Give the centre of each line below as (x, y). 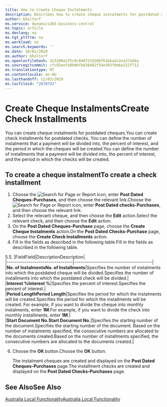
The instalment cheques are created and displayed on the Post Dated (83, 361)
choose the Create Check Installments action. (60, 237)
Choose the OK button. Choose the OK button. (59, 351)
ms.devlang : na (21, 33)
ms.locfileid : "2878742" (31, 84)
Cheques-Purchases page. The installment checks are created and (81, 366)
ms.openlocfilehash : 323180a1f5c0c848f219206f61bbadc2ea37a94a (72, 61)
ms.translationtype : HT (30, 70)
